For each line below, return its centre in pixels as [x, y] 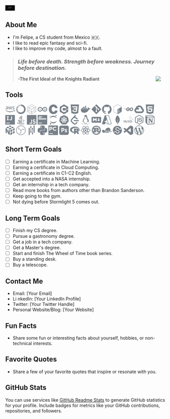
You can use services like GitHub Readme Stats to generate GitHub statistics [85, 400]
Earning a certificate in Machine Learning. [56, 161]
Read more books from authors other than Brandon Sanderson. [78, 190]
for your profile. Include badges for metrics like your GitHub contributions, [83, 405]
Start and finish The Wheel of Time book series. [63, 254]
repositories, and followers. [34, 411]
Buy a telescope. [30, 265]
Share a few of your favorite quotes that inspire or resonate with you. [84, 372]
